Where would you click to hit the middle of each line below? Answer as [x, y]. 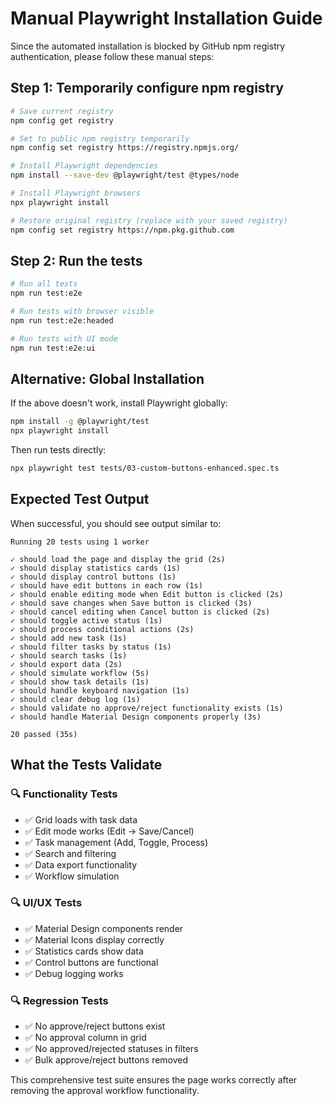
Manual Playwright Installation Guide [166, 18]
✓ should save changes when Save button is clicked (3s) [131, 603]
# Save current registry [62, 111]
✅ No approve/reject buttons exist [95, 1026]
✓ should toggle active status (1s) [86, 620]
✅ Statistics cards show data [84, 951]
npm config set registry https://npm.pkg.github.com [122, 230]
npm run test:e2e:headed [62, 320]
